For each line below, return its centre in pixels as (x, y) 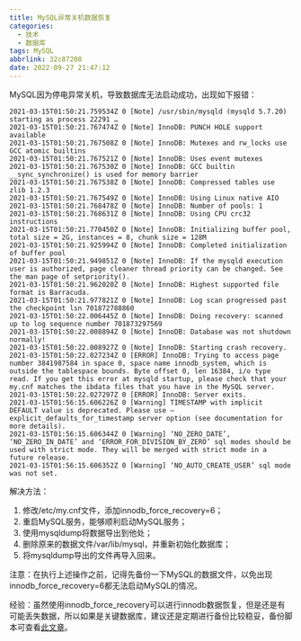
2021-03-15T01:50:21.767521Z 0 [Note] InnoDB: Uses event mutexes (136, 158)
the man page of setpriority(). (70, 276)
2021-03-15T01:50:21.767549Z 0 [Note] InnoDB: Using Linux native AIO (144, 198)
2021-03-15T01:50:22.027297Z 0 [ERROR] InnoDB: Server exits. (128, 395)
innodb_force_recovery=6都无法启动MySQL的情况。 (106, 585)
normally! (28, 339)
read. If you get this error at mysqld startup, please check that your (148, 378)
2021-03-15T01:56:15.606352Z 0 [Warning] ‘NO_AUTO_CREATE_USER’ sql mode (150, 465)
